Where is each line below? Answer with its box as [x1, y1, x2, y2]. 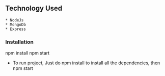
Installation [5, 38, 34, 45]
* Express [5, 27, 26, 32]
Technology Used [5, 4, 63, 13]
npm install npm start [5, 50, 50, 56]
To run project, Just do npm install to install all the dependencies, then [12, 60, 160, 66]
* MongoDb [5, 22, 26, 27]
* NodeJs [5, 17, 24, 22]
